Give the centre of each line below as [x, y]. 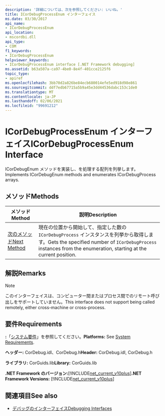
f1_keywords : [18, 51]
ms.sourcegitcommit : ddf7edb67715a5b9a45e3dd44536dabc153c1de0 [71, 87]
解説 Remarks [26, 273]
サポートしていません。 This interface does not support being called [86, 302]
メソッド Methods [32, 197]
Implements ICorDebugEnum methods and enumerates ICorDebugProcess [81, 174]
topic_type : [17, 74]
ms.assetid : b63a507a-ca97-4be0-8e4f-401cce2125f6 [58, 69]
